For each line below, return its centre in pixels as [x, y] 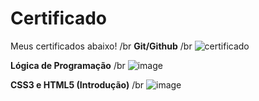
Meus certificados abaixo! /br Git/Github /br [101, 46]
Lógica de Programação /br [68, 65]
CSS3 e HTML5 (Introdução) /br [77, 84]
